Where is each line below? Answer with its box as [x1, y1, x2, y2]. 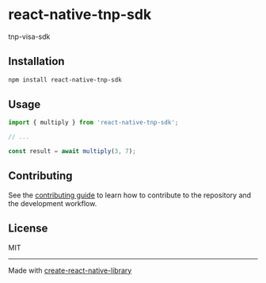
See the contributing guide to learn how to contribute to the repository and [8, 190, 252, 200]
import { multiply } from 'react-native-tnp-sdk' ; [8, 119, 179, 127]
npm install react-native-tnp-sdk [8, 75, 123, 84]
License [8, 222, 48, 235]
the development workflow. [8, 198, 97, 208]
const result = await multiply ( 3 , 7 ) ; [8, 147, 136, 155]
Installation [8, 55, 65, 68]
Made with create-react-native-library [8, 266, 132, 275]
